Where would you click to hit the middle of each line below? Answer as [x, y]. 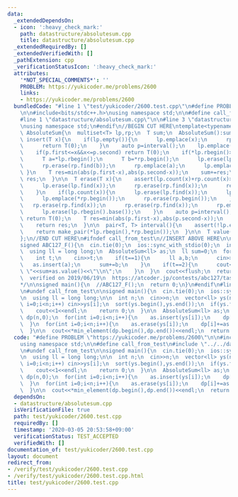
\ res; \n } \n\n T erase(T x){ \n [71, 179]
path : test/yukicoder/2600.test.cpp [68, 417]
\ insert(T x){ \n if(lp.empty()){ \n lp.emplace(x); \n [114, 139]
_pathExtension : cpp [44, 60]
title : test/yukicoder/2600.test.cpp [63, 483]
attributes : [32, 73]
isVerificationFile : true [52, 410]
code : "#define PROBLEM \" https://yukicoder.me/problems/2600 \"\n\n [117, 337]
